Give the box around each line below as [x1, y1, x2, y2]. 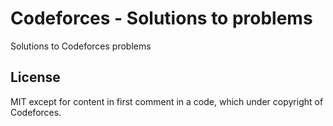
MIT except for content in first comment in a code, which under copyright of [10, 95, 324, 107]
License [10, 69, 61, 86]
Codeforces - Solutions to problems [10, 7, 313, 30]
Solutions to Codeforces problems [10, 40, 152, 52]
